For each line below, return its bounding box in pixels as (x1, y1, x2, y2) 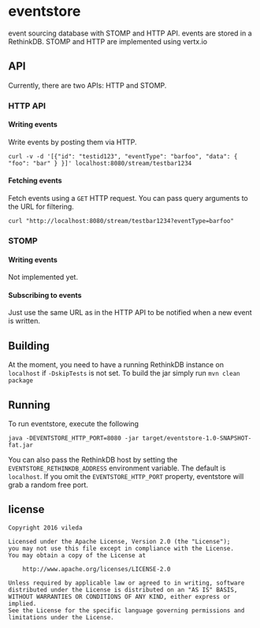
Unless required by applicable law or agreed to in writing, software (8, 578, 245, 587)
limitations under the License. (8, 613, 114, 621)
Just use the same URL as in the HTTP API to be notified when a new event (8, 308, 252, 318)
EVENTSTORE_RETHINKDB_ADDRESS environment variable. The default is (8, 463, 226, 473)
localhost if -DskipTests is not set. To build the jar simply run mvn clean (8, 369, 240, 378)
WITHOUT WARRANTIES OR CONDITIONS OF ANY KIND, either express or (8, 593, 231, 600)
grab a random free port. (8, 480, 89, 490)
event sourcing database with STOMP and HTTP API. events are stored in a (8, 28, 252, 38)
